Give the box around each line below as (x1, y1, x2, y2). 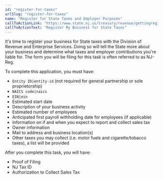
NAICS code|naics (12, 89, 48, 94)
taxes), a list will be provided (12, 140, 69, 146)
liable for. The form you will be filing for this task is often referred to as (5, 54, 146, 60)
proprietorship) (12, 83, 43, 89)
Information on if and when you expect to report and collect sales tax (12, 120, 150, 125)
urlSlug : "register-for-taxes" (5, 12, 68, 17)
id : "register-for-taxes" (5, 7, 57, 12)
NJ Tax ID (12, 164, 32, 170)
